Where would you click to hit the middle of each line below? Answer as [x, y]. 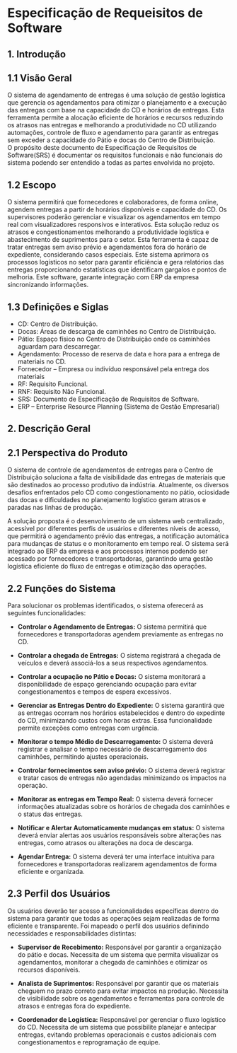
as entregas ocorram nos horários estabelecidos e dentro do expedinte [121, 713]
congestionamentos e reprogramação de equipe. [89, 1042]
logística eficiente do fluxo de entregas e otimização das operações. [107, 566]
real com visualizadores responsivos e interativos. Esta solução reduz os [113, 225]
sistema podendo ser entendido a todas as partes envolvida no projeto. [111, 163]
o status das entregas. [50, 814]
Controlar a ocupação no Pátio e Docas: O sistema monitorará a [112, 677]
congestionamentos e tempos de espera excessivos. [94, 692]
